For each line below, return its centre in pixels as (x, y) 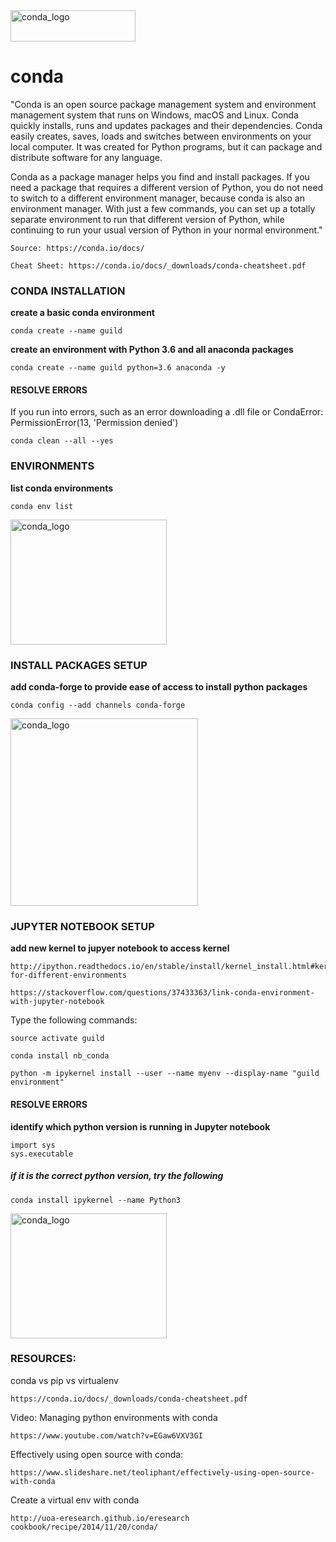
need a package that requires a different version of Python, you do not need (167, 187)
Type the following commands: (74, 1020)
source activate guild (57, 1039)
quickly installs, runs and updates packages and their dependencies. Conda (166, 125)
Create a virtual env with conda (75, 1500)
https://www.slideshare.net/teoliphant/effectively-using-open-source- (162, 1472)
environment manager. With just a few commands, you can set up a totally (163, 208)
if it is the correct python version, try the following (117, 1176)
